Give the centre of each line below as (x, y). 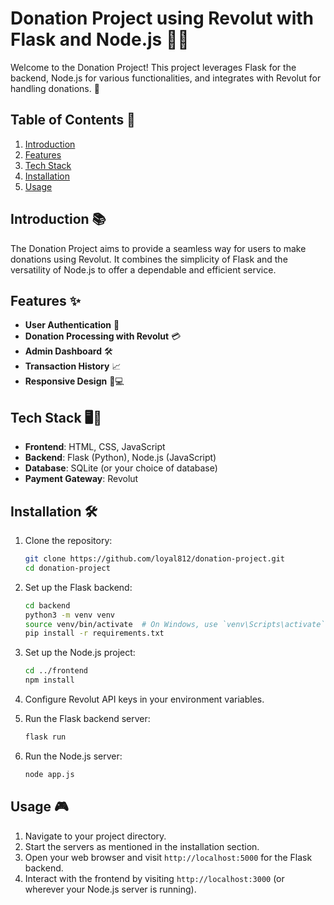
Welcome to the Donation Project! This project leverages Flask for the (153, 67)
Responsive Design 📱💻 (74, 381)
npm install (49, 680)
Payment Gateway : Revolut (81, 479)
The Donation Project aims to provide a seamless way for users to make (158, 248)
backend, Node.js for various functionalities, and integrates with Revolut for (166, 78)
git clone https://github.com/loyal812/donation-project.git (155, 559)
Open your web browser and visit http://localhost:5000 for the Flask (168, 857)
